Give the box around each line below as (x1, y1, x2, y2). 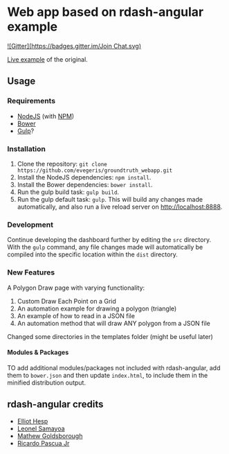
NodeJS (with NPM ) (17, 112, 75, 120)
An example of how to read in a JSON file (17, 311, 135, 320)
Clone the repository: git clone (17, 159, 107, 168)
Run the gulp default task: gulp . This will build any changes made (17, 195, 203, 203)
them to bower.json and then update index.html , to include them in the (7, 371, 208, 379)
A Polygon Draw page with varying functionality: (7, 283, 145, 292)
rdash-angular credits (7, 399, 104, 410)
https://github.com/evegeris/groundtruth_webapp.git (17, 167, 173, 174)
